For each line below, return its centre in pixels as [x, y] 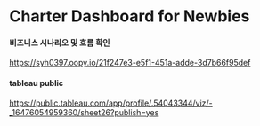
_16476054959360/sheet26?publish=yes [84, 112]
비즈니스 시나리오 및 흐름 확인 [60, 43]
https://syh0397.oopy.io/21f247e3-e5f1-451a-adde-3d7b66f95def [130, 63]
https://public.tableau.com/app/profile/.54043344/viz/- [111, 103]
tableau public [37, 83]
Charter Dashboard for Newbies [130, 16]
